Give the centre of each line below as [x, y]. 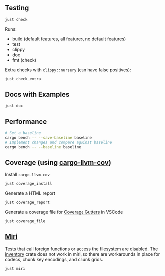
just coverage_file [25, 221]
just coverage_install [29, 184]
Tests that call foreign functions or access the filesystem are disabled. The [82, 249]
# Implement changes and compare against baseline [59, 142]
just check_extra [23, 79]
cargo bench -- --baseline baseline [43, 147]
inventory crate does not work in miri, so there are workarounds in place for [82, 254]
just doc [14, 106]
